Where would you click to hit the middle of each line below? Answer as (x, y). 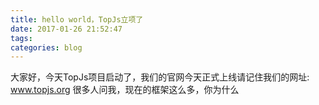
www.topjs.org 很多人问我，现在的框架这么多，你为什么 (125, 90)
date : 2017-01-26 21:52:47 (66, 29)
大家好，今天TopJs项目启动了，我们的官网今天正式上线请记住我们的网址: (160, 77)
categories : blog (46, 47)
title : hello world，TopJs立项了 (77, 19)
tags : (21, 38)
